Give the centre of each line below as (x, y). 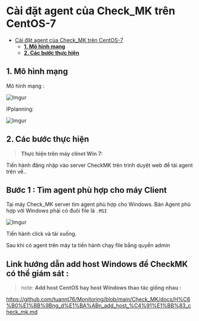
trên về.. (16, 172)
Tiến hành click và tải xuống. (41, 234)
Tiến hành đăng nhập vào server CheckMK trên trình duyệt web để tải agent (99, 165)
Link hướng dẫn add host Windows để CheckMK (97, 264)
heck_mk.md (22, 312)
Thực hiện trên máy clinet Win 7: (62, 154)
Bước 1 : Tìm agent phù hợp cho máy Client (86, 190)
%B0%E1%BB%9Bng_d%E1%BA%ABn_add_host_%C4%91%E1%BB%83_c (99, 306)
